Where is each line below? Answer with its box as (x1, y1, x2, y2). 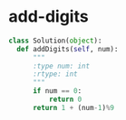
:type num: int (32, 61, 91, 70)
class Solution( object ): (8, 36, 102, 45)
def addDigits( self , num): (16, 44, 119, 53)
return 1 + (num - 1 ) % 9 (32, 103, 115, 112)
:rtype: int (32, 69, 78, 78)
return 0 (48, 95, 82, 105)
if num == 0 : (32, 87, 82, 96)
